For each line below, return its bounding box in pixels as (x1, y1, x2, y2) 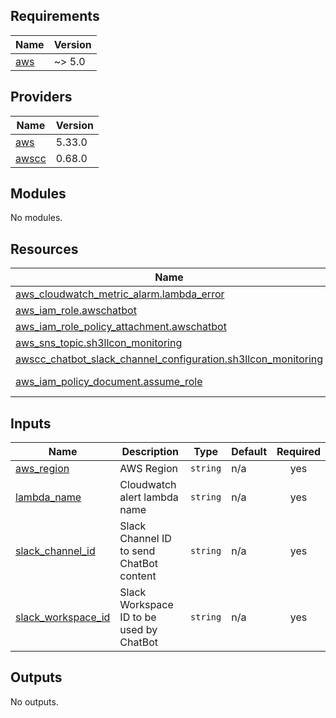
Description (121, 445, 179, 459)
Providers (10, 89, 73, 106)
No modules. (10, 212, 63, 224)
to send (119, 544, 156, 558)
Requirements (10, 8, 100, 25)
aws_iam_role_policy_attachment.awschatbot (15, 320, 227, 334)
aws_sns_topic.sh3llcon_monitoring (15, 336, 183, 350)
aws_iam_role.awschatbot (15, 304, 137, 318)
